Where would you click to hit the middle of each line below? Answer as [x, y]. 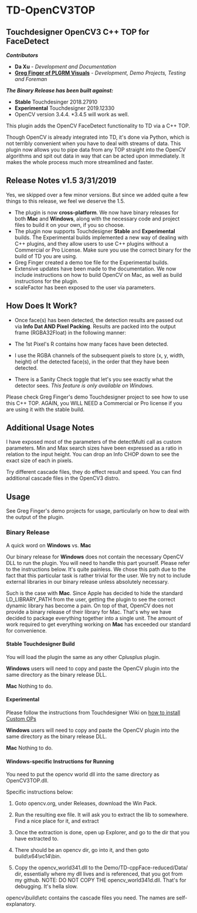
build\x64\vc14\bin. [38, 857]
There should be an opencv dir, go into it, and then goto [82, 850]
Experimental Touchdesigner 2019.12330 [64, 108]
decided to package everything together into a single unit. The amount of [94, 618]
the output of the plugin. [35, 517]
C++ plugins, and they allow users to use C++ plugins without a [91, 243]
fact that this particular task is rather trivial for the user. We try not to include [98, 575]
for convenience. [26, 630]
